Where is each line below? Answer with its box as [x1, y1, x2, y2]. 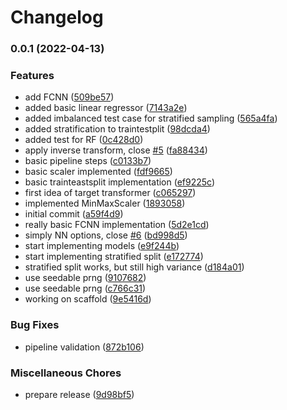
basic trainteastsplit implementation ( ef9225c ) [24, 176, 216, 188]
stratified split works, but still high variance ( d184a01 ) [24, 261, 245, 273]
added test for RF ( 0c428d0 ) [24, 134, 144, 146]
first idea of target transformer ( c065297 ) [24, 187, 197, 199]
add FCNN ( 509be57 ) [24, 91, 115, 103]
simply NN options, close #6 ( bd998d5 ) [24, 229, 188, 241]
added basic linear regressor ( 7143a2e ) [24, 102, 188, 114]
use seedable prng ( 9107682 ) [24, 272, 147, 284]
